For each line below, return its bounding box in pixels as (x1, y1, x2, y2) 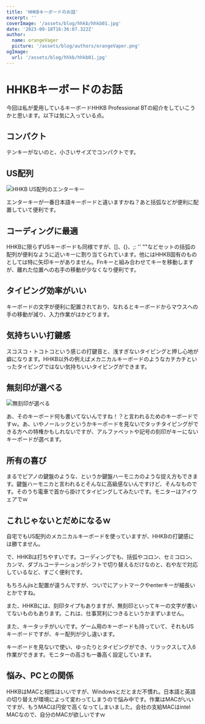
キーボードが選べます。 (6, 436, 65, 443)
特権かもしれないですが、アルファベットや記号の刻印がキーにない (32, 428, 198, 436)
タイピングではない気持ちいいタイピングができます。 (16, 363, 151, 370)
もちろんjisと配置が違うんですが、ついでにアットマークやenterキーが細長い (6, 582, 196, 589)
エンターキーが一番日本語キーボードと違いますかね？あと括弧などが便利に (6, 199, 193, 206)
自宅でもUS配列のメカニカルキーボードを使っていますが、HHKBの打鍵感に (6, 533, 194, 540)
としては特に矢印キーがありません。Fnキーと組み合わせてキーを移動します (6, 258, 194, 266)
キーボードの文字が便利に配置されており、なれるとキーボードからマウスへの (6, 303, 198, 310)
